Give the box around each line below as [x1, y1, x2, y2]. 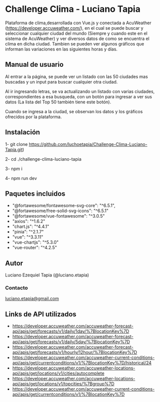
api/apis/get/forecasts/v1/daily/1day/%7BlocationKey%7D [12, 328, 129, 334]
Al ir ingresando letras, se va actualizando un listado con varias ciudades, [5, 88, 155, 94]
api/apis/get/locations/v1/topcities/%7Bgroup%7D [12, 381, 115, 387]
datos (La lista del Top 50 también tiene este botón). [5, 99, 111, 105]
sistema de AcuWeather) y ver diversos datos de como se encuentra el [5, 36, 150, 42]
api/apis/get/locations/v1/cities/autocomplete [12, 370, 105, 376]
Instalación [5, 128, 40, 136]
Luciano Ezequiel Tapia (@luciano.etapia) [5, 272, 89, 278]
